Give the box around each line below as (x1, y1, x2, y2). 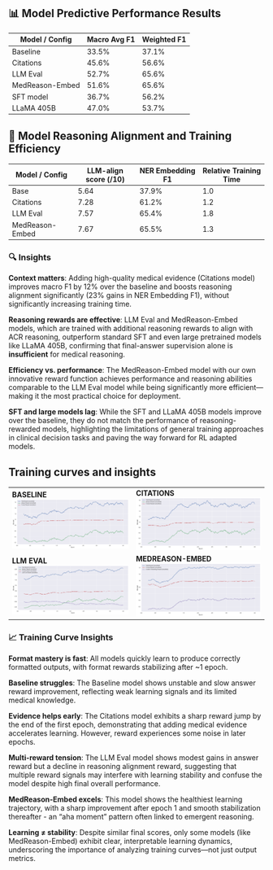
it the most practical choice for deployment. (34, 391, 181, 401)
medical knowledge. (8, 695, 76, 705)
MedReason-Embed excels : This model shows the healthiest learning (8, 794, 243, 804)
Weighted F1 (141, 35, 187, 45)
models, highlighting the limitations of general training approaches (41, 424, 264, 434)
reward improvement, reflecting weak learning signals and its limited (8, 686, 237, 696)
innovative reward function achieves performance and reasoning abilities (8, 374, 253, 384)
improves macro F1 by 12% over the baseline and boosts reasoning (8, 282, 232, 291)
